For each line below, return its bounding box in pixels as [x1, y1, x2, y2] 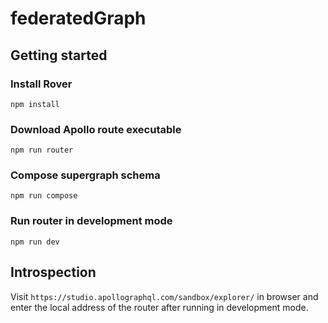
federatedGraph [10, 7, 147, 30]
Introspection [10, 264, 97, 281]
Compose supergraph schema [10, 168, 161, 182]
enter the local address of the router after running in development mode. [10, 301, 309, 313]
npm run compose [10, 191, 78, 201]
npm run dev [10, 237, 60, 247]
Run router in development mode [10, 214, 173, 228]
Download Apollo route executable [10, 122, 182, 136]
